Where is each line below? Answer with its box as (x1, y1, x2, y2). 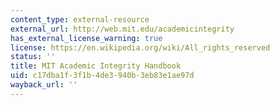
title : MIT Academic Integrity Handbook (10, 61, 182, 71)
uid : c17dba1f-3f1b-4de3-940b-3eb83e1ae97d (10, 71, 195, 81)
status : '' (10, 52, 56, 62)
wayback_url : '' (10, 80, 78, 90)
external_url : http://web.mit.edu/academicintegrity (10, 24, 235, 34)
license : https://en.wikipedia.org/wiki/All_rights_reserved (10, 42, 271, 53)
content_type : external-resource (10, 14, 150, 25)
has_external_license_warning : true (10, 33, 163, 43)
